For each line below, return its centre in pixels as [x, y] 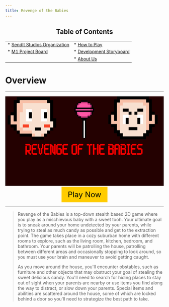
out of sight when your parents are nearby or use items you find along [90, 283]
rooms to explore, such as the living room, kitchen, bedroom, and [85, 241]
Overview [26, 80]
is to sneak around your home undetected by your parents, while [84, 225]
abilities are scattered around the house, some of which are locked [87, 293]
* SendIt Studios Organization [38, 45]
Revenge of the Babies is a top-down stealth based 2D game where [88, 214]
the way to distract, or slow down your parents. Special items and [85, 288]
